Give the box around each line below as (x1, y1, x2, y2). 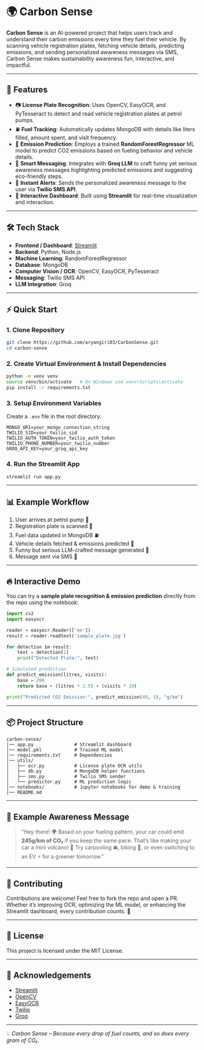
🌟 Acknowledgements (6, 970, 92, 981)
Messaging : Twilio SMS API (15, 274, 85, 281)
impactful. (6, 61, 32, 69)
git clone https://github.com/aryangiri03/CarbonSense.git (6, 340, 159, 346)
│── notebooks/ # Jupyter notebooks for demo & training (6, 784, 181, 791)
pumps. (15, 116, 35, 123)
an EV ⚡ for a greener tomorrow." (21, 853, 104, 860)
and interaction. (15, 198, 55, 205)
